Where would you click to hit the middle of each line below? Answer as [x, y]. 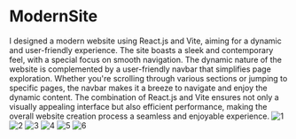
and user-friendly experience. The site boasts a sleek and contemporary [141, 50]
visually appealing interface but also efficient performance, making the [138, 106]
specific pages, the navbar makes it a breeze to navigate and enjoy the [138, 88]
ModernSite [54, 16]
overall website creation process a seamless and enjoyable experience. [140, 116]
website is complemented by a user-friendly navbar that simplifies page [140, 69]
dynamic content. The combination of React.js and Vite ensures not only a [144, 97]
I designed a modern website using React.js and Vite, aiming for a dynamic [145, 41]
